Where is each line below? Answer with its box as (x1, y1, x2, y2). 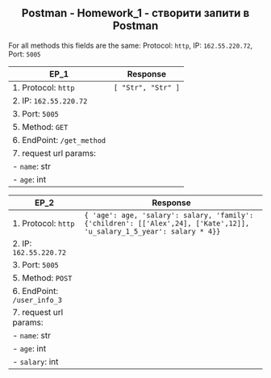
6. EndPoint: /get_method (12, 134, 106, 145)
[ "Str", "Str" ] (113, 82, 180, 92)
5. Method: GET (12, 121, 69, 132)
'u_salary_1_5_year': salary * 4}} (84, 226, 221, 236)
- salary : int (12, 355, 59, 367)
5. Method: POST (12, 272, 73, 283)
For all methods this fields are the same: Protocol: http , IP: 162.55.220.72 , (8, 40, 253, 50)
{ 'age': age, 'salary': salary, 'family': (84, 210, 254, 220)
